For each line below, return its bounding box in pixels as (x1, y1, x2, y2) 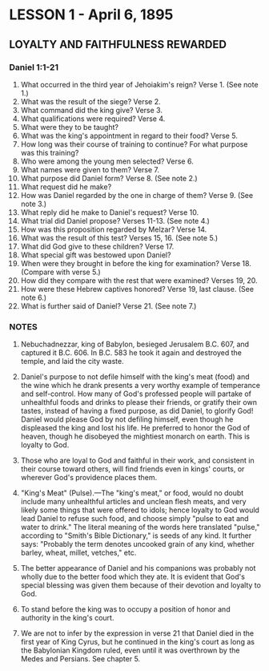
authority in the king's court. (20, 613, 114, 623)
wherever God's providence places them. (20, 473, 158, 483)
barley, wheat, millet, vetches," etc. (20, 548, 137, 558)
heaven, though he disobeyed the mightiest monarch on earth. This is (20, 431, 251, 442)
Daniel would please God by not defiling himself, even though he (20, 414, 234, 424)
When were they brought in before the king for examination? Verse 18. (20, 258, 251, 268)
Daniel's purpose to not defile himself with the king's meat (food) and (20, 372, 251, 382)
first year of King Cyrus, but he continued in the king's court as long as (20, 637, 255, 647)
